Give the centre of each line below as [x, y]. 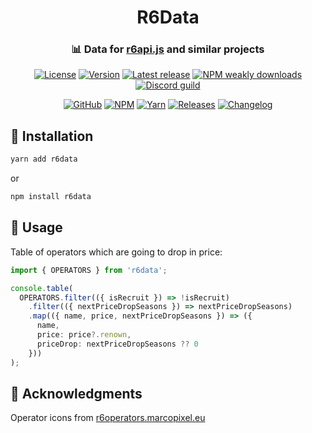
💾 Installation [52, 136]
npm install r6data [51, 197]
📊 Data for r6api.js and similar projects [168, 49]
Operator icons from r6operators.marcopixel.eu [108, 418]
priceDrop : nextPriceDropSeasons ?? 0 [117, 344]
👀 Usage [36, 227]
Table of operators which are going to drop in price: [116, 252]
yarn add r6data [44, 159]
